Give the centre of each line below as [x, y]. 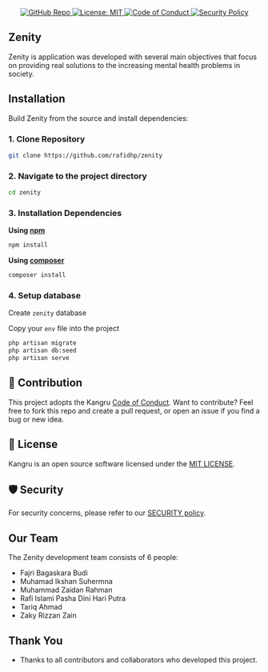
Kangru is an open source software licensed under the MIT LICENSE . [122, 463]
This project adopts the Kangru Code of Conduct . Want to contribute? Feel [131, 402]
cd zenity [25, 193]
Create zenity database [47, 313]
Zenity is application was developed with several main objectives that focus [133, 57]
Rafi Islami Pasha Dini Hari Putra [73, 598]
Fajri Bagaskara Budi [54, 573]
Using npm [27, 230]
